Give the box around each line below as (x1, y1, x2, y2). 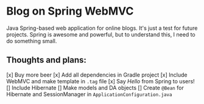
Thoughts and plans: (6, 55, 87, 65)
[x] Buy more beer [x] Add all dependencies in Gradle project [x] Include (6, 71, 188, 78)
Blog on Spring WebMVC (6, 4, 134, 18)
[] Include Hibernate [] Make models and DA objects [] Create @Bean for (6, 84, 184, 91)
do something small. (6, 37, 57, 44)
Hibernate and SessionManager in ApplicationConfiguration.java (6, 90, 172, 98)
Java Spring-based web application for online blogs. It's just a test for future (6, 24, 198, 32)
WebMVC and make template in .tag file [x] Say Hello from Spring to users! (6, 77, 195, 85)
